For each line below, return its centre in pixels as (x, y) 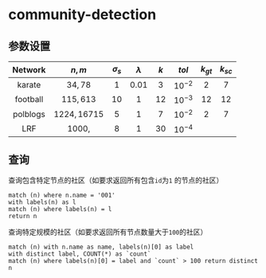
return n (23, 217)
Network (29, 69)
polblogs (29, 114)
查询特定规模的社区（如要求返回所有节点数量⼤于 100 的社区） (108, 232)
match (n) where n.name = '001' (62, 196)
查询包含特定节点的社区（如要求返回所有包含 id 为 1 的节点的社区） (116, 180)
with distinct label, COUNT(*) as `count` (80, 254)
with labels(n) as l (43, 202)
